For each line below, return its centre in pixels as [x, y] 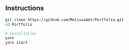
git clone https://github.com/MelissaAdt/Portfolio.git [64, 19]
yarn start [16, 43]
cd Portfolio [19, 24]
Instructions [24, 8]
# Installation [21, 33]
